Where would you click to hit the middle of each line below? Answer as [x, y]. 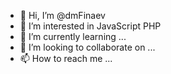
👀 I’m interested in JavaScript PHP [90, 26]
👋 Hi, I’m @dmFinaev [62, 15]
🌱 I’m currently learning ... [73, 36]
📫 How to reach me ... [66, 58]
